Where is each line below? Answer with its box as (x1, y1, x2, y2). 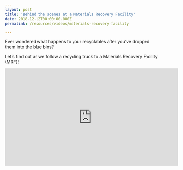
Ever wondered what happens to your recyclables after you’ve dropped (5, 39, 150, 45)
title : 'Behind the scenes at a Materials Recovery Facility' (5, 12, 136, 17)
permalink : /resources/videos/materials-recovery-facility (5, 21, 129, 26)
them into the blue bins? (5, 44, 54, 50)
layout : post (5, 7, 32, 12)
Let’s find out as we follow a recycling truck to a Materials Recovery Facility (5, 54, 158, 60)
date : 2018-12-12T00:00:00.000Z (5, 16, 72, 21)
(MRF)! (5, 59, 19, 65)
